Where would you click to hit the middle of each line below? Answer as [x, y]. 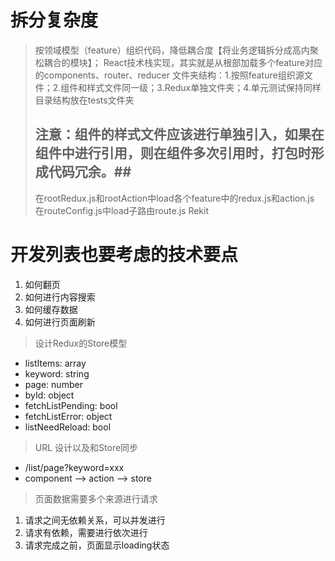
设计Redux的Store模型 [81, 343]
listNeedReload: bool [68, 427]
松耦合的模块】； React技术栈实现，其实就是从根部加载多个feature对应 [178, 62]
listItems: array [55, 363]
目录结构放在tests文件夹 [84, 100]
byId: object [49, 395]
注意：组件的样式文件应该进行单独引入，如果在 [179, 134]
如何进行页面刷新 [60, 322]
